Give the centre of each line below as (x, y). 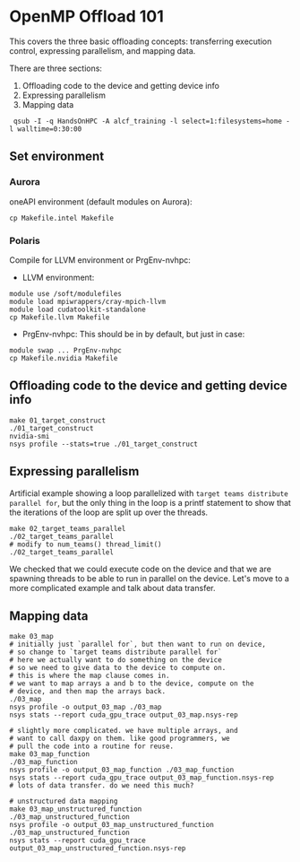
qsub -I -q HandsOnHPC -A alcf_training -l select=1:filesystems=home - (152, 121)
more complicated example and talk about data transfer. (112, 588)
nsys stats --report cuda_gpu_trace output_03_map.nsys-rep (124, 715)
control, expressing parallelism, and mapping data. (103, 50)
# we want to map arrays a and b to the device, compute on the (132, 684)
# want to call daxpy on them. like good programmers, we (120, 739)
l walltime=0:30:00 (46, 129)
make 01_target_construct (57, 420)
